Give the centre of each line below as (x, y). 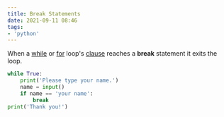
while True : (25, 74)
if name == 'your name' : (57, 93)
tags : (15, 27)
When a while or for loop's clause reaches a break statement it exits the (112, 54)
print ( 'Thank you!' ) (38, 106)
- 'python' (23, 33)
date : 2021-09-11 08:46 (43, 20)
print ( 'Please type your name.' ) (69, 81)
